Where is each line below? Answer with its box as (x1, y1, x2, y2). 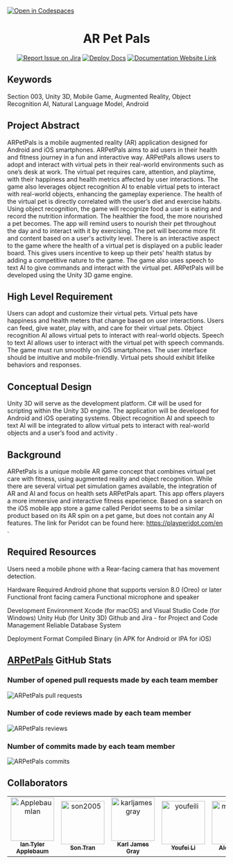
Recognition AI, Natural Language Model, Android (7, 99, 149, 107)
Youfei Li (171, 843, 196, 852)
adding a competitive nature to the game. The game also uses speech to (7, 256, 214, 264)
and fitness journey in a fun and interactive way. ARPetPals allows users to (7, 153, 221, 161)
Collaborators (7, 777, 68, 789)
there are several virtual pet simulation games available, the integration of (7, 482, 217, 490)
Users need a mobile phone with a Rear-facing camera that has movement (7, 564, 220, 573)
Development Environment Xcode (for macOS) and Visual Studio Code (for (7, 606, 221, 614)
